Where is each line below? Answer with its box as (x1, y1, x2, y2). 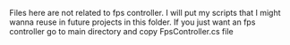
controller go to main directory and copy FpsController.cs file (9, 26, 235, 36)
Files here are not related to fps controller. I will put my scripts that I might (9, 8, 281, 18)
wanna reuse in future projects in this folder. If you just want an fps (9, 17, 256, 27)
